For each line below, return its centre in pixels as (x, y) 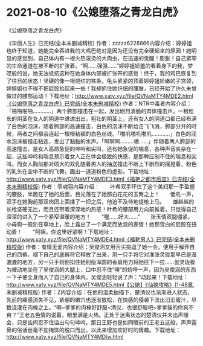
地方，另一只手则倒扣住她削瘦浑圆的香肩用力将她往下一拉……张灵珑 (106, 262)
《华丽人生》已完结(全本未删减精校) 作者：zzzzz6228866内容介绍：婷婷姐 (99, 43)
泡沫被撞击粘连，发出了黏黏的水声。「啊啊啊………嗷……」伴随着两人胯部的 (104, 141)
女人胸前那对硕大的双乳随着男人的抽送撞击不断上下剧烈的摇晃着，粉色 (109, 164)
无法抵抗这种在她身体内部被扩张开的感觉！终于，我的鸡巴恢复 (114, 73)
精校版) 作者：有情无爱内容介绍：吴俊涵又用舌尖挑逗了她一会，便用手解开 (98, 247)
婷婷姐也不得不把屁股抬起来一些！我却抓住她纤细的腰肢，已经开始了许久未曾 (101, 88)
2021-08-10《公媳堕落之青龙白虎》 (95, 12)
